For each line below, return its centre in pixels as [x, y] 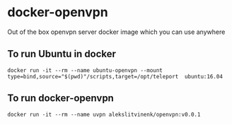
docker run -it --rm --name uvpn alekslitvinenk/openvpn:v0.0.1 [104, 114]
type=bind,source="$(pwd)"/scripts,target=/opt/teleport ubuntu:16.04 [115, 76]
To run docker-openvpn [61, 99]
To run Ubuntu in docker [62, 54]
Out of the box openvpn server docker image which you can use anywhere [116, 32]
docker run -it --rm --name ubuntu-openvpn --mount [85, 70]
